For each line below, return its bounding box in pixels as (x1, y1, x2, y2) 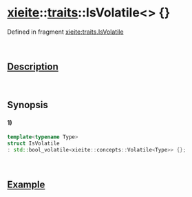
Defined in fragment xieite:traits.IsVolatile (7, 28, 124, 36)
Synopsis (7, 99, 48, 111)
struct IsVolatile (7, 140, 60, 147)
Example (7, 179, 45, 191)
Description (7, 61, 58, 73)
